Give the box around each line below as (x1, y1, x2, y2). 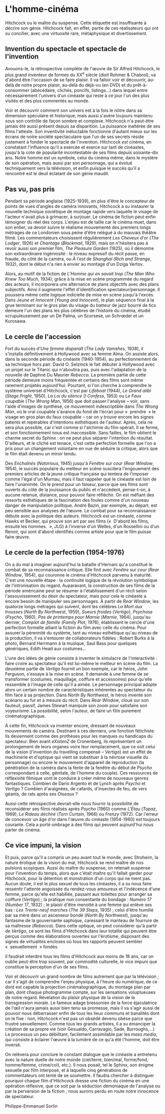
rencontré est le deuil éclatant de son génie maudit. (5, 171, 110, 177)
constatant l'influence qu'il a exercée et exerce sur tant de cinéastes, (5, 145, 145, 150)
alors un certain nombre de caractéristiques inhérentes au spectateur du (5, 686, 153, 692)
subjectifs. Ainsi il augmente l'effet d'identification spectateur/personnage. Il (5, 287, 160, 292)
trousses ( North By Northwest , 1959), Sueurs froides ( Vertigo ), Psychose (5, 609, 153, 615)
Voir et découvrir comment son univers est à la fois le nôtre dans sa (5, 107, 142, 113)
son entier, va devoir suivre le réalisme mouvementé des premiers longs (5, 224, 151, 231)
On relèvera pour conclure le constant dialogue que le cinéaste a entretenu (5, 1051, 157, 1057)
